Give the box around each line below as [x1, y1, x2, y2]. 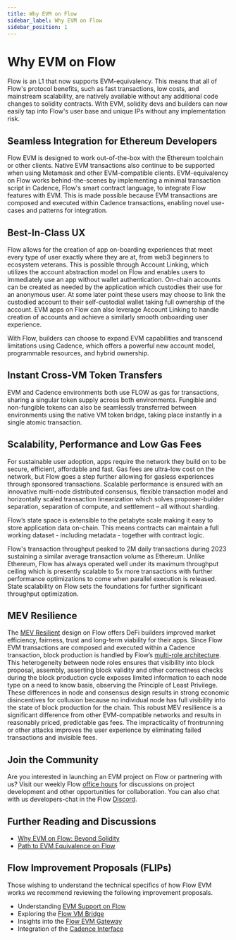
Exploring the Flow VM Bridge [17, 909, 104, 917]
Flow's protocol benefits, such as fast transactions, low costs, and [7, 85, 199, 93]
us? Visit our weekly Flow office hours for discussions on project [7, 780, 195, 788]
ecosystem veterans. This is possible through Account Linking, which [7, 260, 209, 269]
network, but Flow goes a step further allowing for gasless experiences [7, 472, 214, 480]
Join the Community [7, 754, 99, 766]
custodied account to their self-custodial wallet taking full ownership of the [7, 298, 225, 306]
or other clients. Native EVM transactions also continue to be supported [7, 161, 215, 170]
